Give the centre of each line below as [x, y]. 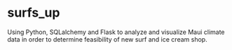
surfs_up [34, 13]
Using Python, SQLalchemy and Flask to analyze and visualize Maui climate [116, 32]
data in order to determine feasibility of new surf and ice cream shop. [108, 39]
